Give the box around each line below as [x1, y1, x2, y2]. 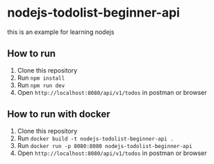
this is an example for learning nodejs [7, 28, 115, 36]
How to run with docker [7, 109, 110, 120]
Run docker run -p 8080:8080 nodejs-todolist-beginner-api [17, 141, 192, 149]
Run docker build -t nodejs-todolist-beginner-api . [17, 134, 174, 143]
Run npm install [17, 73, 65, 82]
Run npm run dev [17, 81, 65, 89]
